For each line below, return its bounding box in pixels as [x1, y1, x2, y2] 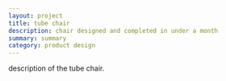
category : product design [8, 42, 95, 50]
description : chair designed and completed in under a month [8, 26, 219, 34]
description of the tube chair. [8, 63, 105, 73]
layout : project [8, 11, 63, 20]
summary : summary [8, 34, 67, 43]
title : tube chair [8, 19, 70, 27]
